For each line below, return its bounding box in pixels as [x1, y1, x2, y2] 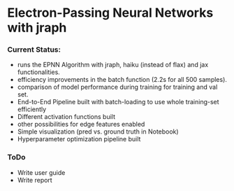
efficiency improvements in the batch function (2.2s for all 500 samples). [17, 76, 227, 84]
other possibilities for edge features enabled [17, 120, 145, 129]
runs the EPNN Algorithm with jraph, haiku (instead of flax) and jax [17, 61, 209, 69]
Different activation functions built [17, 113, 116, 121]
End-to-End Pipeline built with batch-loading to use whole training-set [17, 98, 219, 106]
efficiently [17, 105, 47, 113]
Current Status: [7, 45, 61, 55]
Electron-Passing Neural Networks [7, 5, 214, 21]
